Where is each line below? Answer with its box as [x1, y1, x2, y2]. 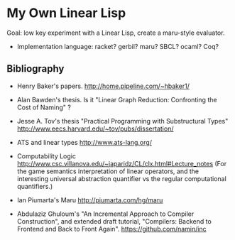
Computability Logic [16, 151, 76, 160]
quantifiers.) [16, 182, 53, 190]
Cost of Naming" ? [16, 103, 72, 111]
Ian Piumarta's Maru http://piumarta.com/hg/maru [16, 195, 163, 204]
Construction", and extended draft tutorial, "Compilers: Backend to [16, 217, 212, 225]
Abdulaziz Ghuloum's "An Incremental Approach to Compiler [16, 209, 195, 218]
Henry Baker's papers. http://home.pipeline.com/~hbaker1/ [16, 82, 190, 90]
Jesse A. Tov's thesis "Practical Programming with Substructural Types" [16, 116, 229, 125]
